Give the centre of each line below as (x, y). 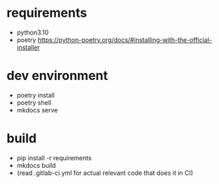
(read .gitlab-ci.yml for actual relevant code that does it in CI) (105, 173)
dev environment (57, 76)
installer (28, 47)
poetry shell (34, 103)
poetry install (36, 95)
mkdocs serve (37, 110)
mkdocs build (36, 165)
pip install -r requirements (54, 158)
